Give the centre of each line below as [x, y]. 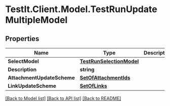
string [87, 69]
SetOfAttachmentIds [105, 78]
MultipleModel [36, 20]
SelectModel [23, 61]
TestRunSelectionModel [109, 61]
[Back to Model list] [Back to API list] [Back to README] [63, 98]
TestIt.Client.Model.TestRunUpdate [81, 9]
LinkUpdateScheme [32, 86]
